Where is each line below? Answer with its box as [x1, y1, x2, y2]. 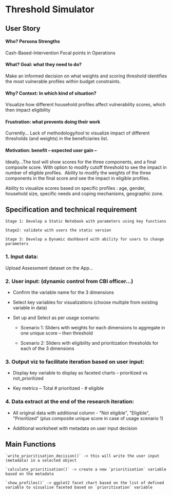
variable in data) [12, 305, 47, 311]
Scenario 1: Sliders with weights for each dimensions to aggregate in [20, 325, 165, 330]
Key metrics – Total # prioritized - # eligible [12, 385, 104, 391]
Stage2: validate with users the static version [5, 228, 111, 233]
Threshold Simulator [5, 4, 94, 15]
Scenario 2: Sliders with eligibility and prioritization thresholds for [20, 340, 159, 346]
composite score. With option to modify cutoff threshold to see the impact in [5, 164, 167, 170]
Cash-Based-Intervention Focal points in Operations [5, 50, 116, 56]
